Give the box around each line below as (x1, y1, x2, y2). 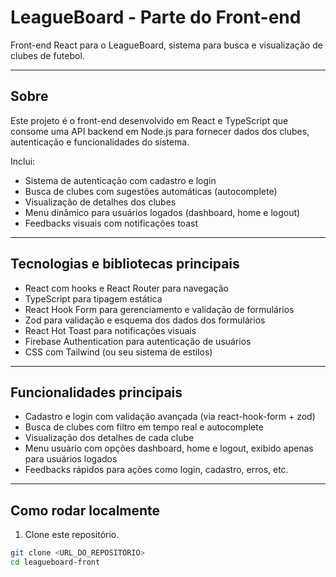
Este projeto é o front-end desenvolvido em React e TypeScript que (10, 114, 289, 126)
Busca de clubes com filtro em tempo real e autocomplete (24, 421, 264, 433)
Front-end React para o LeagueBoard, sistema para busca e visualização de (10, 39, 323, 51)
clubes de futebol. (10, 49, 85, 61)
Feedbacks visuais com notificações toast (24, 217, 198, 229)
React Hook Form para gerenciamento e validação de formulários (24, 303, 295, 315)
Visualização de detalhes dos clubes (24, 196, 177, 208)
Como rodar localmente (10, 502, 161, 519)
